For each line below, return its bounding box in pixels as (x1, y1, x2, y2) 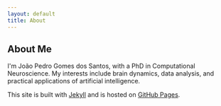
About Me (7, 43, 52, 55)
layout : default (7, 10, 55, 18)
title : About (7, 17, 46, 24)
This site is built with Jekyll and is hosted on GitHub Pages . (7, 90, 180, 99)
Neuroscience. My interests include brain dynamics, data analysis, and (7, 69, 215, 78)
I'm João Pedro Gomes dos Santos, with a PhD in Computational (7, 61, 195, 71)
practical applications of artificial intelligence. (7, 77, 141, 86)
